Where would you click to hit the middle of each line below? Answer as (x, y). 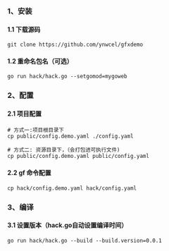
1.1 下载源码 (24, 29)
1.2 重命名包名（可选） (40, 61)
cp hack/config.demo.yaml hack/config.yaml (72, 188)
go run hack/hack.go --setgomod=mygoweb (68, 76)
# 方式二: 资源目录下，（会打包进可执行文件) (64, 150)
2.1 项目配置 (25, 114)
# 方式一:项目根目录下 (36, 130)
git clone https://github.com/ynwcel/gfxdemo (75, 45)
